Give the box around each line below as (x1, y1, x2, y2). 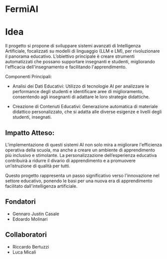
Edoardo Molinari (12, 216, 48, 222)
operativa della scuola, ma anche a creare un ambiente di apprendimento (5, 147, 156, 153)
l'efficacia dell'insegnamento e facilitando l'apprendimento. (5, 64, 127, 70)
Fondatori (5, 198, 36, 206)
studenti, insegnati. (12, 114, 52, 120)
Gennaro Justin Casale (12, 211, 59, 217)
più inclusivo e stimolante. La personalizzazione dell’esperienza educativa (5, 152, 157, 158)
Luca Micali (12, 249, 36, 255)
